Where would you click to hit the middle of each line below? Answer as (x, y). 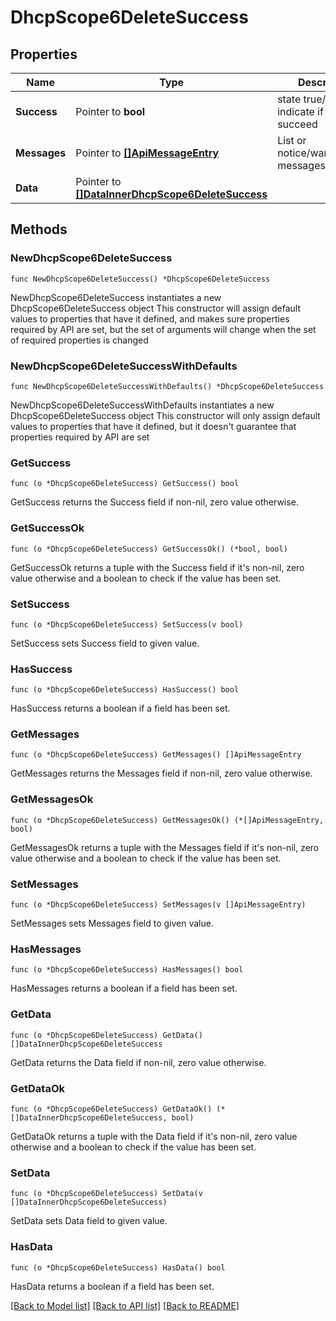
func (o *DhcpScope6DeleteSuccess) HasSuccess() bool (125, 690)
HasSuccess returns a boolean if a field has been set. (120, 708)
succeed (297, 124)
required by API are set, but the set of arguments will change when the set (163, 329)
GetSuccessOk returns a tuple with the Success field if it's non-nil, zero (157, 567)
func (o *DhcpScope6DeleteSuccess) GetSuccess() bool (125, 484)
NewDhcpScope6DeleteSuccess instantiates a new (116, 297)
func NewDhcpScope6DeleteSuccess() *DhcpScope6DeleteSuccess (140, 279)
